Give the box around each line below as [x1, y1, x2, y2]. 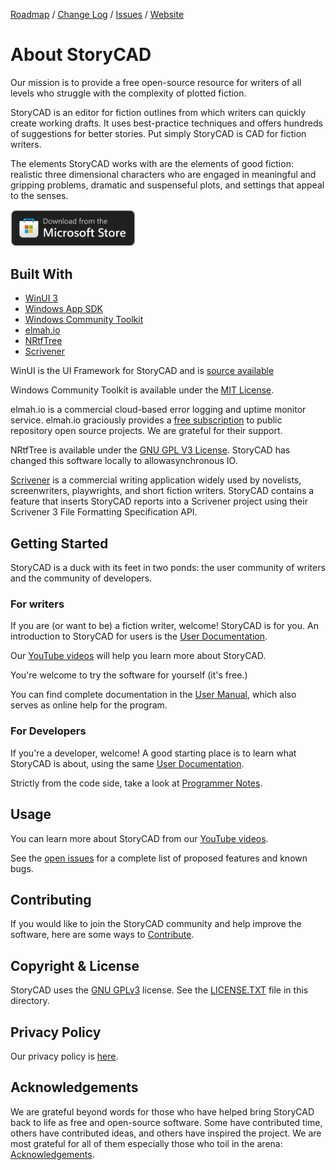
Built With [10, 265, 73, 283]
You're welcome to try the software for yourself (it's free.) [10, 669, 248, 681]
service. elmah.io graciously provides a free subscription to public [10, 414, 283, 426]
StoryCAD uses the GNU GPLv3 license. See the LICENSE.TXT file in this [10, 984, 309, 996]
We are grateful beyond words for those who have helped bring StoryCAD [10, 1105, 315, 1118]
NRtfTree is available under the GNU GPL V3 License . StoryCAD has [10, 444, 291, 456]
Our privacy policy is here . [10, 1050, 119, 1063]
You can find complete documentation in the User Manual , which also [10, 689, 297, 701]
